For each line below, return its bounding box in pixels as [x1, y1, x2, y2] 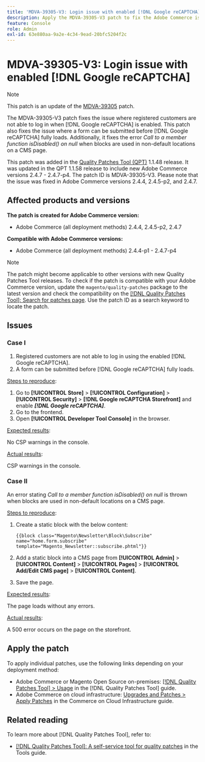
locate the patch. [7, 302, 49, 310]
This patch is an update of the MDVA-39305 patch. [7, 103, 135, 110]
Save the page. [15, 578, 54, 586]
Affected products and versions [7, 195, 130, 206]
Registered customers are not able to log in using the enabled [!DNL [15, 352, 186, 359]
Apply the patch [7, 643, 69, 654]
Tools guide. [15, 749, 47, 757]
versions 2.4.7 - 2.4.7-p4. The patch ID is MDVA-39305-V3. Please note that [7, 171, 198, 179]
